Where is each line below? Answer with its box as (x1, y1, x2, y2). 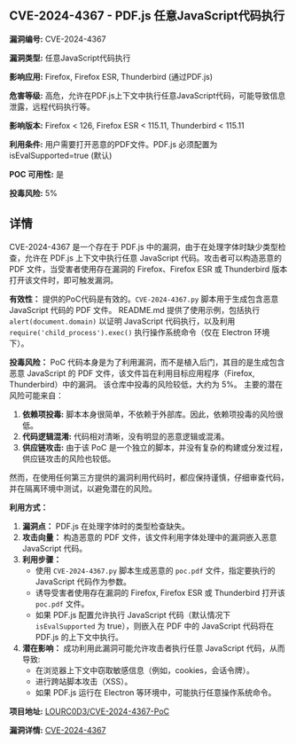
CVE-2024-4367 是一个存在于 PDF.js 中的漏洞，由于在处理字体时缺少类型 (9, 241, 279, 252)
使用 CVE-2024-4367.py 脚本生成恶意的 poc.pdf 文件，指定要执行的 (35, 565, 277, 576)
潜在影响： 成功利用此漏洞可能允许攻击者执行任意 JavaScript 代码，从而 (21, 642, 285, 654)
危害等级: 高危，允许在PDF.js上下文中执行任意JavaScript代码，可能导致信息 (9, 90, 286, 100)
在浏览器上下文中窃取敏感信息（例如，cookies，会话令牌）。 (35, 664, 255, 676)
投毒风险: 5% (9, 187, 58, 198)
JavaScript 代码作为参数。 (35, 576, 131, 587)
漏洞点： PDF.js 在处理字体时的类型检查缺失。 (21, 521, 191, 531)
